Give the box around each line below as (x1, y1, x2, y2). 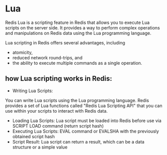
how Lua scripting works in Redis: (5, 74, 112, 83)
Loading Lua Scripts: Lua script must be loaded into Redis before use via (12, 118, 162, 124)
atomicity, (12, 49, 33, 55)
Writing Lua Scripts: (12, 88, 53, 94)
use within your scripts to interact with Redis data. (5, 108, 108, 114)
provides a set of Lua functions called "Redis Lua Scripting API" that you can (5, 103, 163, 109)
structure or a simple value (12, 144, 68, 150)
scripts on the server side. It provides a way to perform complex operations (5, 24, 161, 30)
